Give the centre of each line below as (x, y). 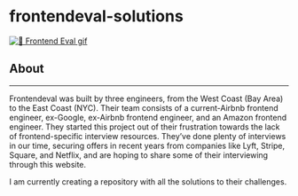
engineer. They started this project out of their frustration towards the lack (145, 127)
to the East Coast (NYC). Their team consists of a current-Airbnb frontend (144, 107)
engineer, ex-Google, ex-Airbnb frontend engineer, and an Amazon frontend (148, 117)
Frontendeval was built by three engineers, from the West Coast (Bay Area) (146, 98)
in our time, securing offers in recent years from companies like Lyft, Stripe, (147, 145)
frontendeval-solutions (96, 16)
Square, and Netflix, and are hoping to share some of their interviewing (139, 155)
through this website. (48, 164)
